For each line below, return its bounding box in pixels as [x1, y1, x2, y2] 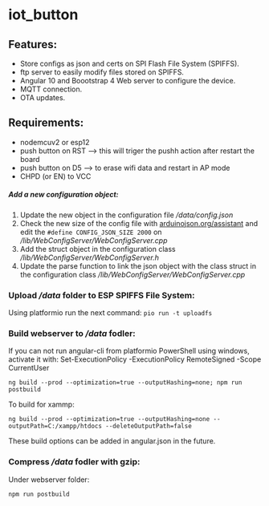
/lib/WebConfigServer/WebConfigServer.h [19, 253, 159, 262]
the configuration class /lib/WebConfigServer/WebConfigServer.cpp [19, 269, 246, 279]
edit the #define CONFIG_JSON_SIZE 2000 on [19, 227, 162, 237]
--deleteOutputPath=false [105, 423, 193, 431]
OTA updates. [19, 93, 66, 102]
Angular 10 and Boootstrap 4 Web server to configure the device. [19, 76, 236, 85]
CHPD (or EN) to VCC [19, 171, 92, 181]
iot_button [8, 6, 79, 24]
